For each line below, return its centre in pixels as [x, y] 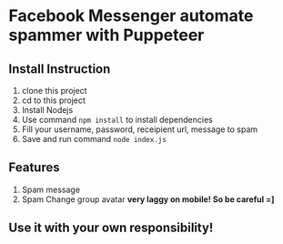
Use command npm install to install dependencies [117, 120]
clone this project [54, 91]
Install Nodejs [47, 110]
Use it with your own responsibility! [111, 228]
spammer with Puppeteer [106, 35]
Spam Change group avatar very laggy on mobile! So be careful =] [148, 199]
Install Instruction [60, 69]
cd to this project [53, 100]
